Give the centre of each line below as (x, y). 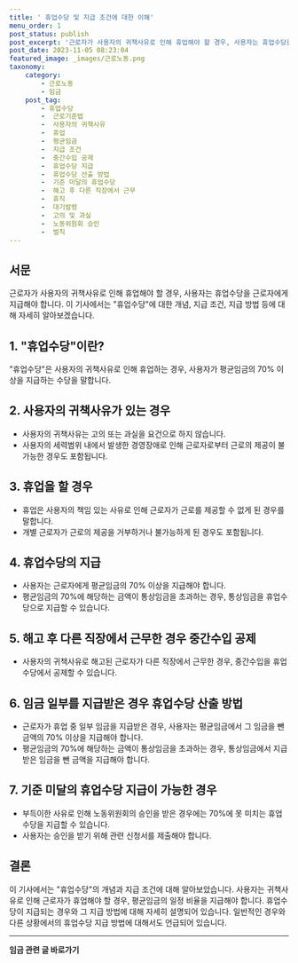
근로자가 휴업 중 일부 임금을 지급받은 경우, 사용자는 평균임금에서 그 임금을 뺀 (153, 726)
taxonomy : (27, 67)
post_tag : (43, 100)
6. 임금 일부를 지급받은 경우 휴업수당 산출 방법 (126, 703)
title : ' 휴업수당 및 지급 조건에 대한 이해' (82, 17)
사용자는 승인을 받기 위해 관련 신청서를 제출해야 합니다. (117, 835)
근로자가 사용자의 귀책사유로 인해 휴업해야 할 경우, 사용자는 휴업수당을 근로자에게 (149, 293)
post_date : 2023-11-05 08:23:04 (69, 51)
